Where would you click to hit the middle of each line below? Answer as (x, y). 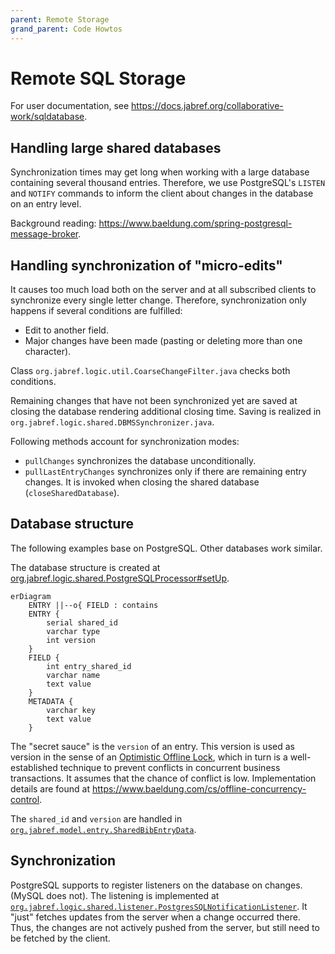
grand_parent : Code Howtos (66, 29)
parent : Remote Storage (60, 19)
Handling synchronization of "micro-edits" (146, 265)
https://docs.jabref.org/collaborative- (207, 106)
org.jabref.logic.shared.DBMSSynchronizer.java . (112, 422)
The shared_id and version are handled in (96, 818)
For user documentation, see (70, 106)
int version (71, 640)
